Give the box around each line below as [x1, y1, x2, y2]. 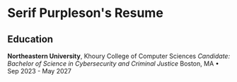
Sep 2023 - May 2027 [7, 67, 72, 75]
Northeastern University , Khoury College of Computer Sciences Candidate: [7, 52, 231, 60]
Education [7, 33, 54, 45]
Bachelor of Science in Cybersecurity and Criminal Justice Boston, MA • [7, 59, 219, 68]
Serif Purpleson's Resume [7, 5, 164, 21]
